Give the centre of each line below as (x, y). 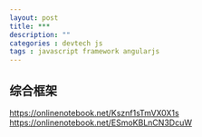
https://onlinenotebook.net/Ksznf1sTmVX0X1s (94, 113)
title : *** (30, 26)
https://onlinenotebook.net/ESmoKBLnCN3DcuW (101, 122)
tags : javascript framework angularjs (85, 52)
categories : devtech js (56, 43)
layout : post (34, 18)
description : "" (40, 34)
